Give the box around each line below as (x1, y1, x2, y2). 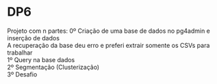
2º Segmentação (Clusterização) (7, 63, 100, 71)
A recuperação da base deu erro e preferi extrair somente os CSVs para (7, 41, 210, 49)
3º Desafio (7, 70, 38, 79)
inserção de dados (7, 33, 60, 42)
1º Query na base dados (7, 55, 75, 64)
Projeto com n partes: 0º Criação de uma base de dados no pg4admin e (7, 27, 211, 35)
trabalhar (7, 48, 33, 57)
